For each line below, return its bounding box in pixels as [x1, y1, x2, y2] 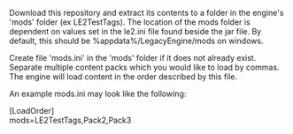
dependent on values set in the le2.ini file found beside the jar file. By [9, 26, 262, 36]
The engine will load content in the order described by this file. [9, 71, 238, 82]
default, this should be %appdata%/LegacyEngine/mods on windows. [9, 35, 264, 46]
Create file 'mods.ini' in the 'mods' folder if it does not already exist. [9, 53, 257, 63]
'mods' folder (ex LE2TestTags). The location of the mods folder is [9, 17, 251, 27]
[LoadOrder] [9, 106, 55, 115]
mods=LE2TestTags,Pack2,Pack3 [9, 115, 132, 125]
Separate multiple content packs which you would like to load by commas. [9, 62, 281, 72]
